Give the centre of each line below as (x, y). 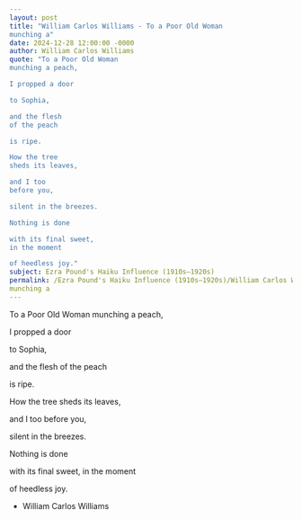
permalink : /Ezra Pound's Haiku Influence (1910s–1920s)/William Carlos (148, 281)
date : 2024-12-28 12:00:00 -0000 (72, 43)
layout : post (34, 18)
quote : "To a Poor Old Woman (64, 59)
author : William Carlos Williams (72, 51)
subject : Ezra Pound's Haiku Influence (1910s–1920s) (112, 272)
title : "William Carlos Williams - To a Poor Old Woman (116, 26)
